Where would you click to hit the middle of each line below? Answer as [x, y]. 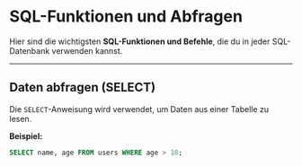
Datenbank [30, 50]
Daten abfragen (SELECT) [82, 87]
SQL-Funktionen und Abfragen [126, 17]
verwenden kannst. [87, 50]
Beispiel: [26, 135]
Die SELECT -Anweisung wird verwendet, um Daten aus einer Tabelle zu [139, 109]
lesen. [21, 118]
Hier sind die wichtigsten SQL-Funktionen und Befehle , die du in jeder [140, 41]
